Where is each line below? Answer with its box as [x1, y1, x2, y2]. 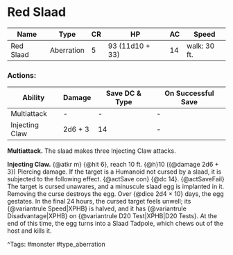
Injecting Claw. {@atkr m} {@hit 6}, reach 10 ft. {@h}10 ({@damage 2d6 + [7, 161, 220, 169]
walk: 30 [186, 41, 215, 51]
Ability [22, 93, 45, 103]
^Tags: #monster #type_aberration [7, 240, 105, 249]
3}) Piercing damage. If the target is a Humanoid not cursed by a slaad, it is [7, 167, 222, 176]
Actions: [7, 70, 37, 80]
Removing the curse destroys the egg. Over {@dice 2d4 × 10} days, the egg [7, 190, 224, 198]
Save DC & [106, 88, 142, 98]
